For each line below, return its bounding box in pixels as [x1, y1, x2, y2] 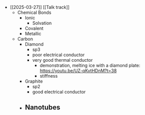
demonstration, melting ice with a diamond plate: [39, 62, 140, 68]
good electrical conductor [32, 89, 86, 95]
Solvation [32, 20, 52, 26]
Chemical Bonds [17, 9, 51, 15]
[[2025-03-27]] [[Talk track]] [9, 4, 70, 10]
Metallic [24, 31, 41, 36]
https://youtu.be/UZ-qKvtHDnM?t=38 [39, 68, 117, 74]
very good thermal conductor [32, 57, 93, 63]
